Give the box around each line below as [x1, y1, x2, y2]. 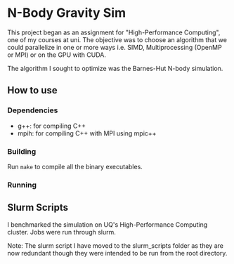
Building [7, 146, 37, 156]
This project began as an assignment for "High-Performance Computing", [7, 28, 221, 37]
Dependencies [7, 105, 58, 115]
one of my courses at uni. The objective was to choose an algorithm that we [7, 35, 227, 44]
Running [7, 180, 37, 190]
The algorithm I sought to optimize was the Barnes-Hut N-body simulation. [7, 64, 223, 72]
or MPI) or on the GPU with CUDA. [7, 51, 107, 59]
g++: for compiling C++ [17, 121, 86, 130]
